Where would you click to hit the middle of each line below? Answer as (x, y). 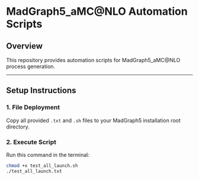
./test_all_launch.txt (34, 171)
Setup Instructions (41, 91)
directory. (18, 127)
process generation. (31, 66)
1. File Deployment (33, 107)
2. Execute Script (31, 142)
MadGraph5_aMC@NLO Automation (97, 12)
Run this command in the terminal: (48, 155)
